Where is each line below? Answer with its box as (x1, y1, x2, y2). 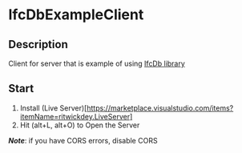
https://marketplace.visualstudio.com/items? (87, 103, 234, 113)
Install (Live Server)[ (19, 103, 87, 113)
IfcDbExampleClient (8, 6, 144, 24)
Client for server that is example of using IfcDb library (8, 58, 186, 68)
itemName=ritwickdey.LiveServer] (19, 111, 133, 121)
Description (8, 38, 68, 51)
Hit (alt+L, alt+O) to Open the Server (19, 120, 140, 130)
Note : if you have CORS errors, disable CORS (8, 135, 158, 145)
